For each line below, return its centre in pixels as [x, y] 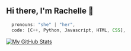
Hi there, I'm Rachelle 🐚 [50, 11]
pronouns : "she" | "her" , [44, 24]
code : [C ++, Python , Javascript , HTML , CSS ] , [69, 30]
